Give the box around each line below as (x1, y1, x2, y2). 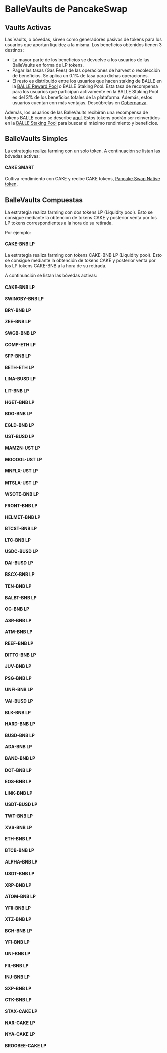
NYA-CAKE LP (5, 1031, 35, 1037)
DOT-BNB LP (5, 767, 32, 773)
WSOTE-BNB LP (5, 491, 39, 497)
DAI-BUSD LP (5, 560, 33, 566)
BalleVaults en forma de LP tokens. (12, 62, 84, 68)
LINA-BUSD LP (5, 376, 36, 382)
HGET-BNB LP (5, 399, 35, 405)
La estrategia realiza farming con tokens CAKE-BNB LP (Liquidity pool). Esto (5, 252, 162, 258)
